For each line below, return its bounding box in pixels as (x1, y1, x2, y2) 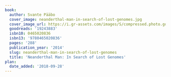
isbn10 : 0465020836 (9, 31, 51, 36)
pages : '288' (9, 41, 37, 46)
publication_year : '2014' (9, 45, 65, 50)
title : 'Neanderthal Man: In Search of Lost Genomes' (9, 54, 126, 60)
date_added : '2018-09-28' (9, 64, 65, 69)
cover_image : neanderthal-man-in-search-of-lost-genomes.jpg (9, 17, 142, 22)
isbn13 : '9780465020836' (9, 36, 62, 41)
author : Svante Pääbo (9, 12, 56, 17)
